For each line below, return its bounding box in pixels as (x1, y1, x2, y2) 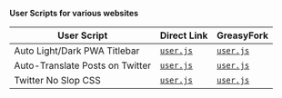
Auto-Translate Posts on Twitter (14, 59, 152, 72)
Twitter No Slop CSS (14, 74, 102, 86)
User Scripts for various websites (9, 8, 139, 18)
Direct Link (159, 29, 208, 42)
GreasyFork (217, 29, 269, 42)
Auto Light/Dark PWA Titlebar (14, 44, 140, 57)
